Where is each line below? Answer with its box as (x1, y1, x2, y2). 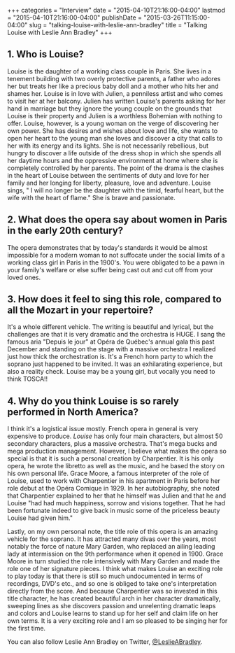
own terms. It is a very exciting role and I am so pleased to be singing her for (7, 617, 228, 625)
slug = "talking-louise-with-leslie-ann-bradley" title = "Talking (29, 21, 208, 29)
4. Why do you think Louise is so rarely (7, 395, 180, 407)
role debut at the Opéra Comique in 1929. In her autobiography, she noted (7, 484, 220, 493)
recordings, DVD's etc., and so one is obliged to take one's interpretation (7, 580, 217, 588)
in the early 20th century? (7, 225, 124, 237)
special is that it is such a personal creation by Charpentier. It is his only (7, 454, 214, 463)
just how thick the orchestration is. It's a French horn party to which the (7, 353, 213, 361)
